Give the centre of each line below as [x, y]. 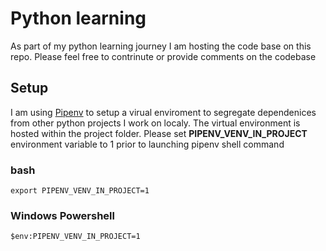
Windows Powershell [62, 215]
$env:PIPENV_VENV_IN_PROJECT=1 [75, 237]
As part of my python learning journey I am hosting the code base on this [161, 46]
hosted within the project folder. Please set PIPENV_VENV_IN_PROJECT [159, 133]
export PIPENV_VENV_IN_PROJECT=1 [80, 191]
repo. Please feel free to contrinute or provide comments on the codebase [163, 56]
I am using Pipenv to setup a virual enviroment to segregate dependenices [163, 112]
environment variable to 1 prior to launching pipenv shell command [147, 144]
